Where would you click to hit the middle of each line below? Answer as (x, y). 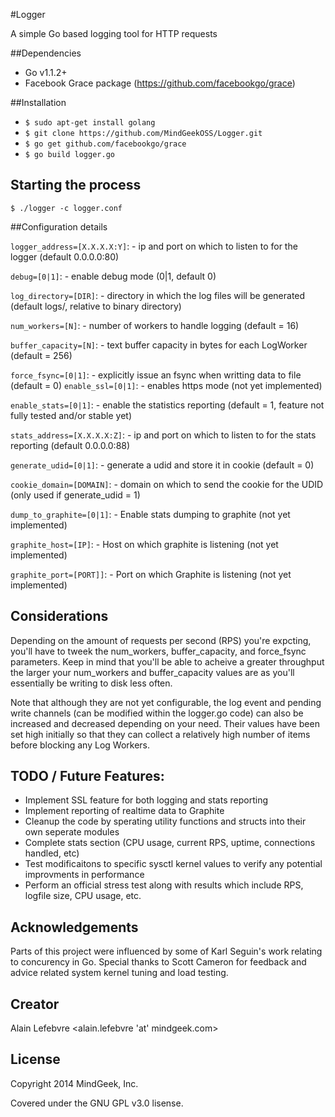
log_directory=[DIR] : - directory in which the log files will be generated (158, 295)
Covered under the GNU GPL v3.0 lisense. (97, 1103)
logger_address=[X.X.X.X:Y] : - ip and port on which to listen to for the (154, 246)
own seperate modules (72, 832)
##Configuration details (59, 226)
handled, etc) (52, 853)
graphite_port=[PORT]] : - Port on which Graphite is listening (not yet (151, 574)
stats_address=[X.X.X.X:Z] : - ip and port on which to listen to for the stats (163, 435)
